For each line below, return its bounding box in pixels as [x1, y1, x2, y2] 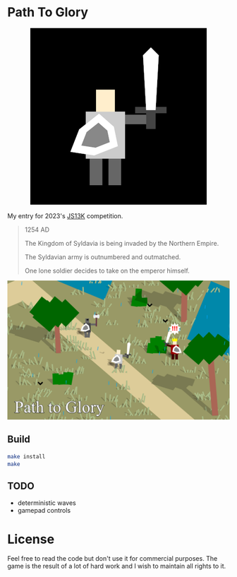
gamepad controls [17, 506, 71, 515]
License [7, 531, 55, 547]
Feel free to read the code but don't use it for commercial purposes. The [7, 554, 218, 563]
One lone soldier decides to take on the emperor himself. [24, 266, 190, 275]
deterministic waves [17, 499, 76, 507]
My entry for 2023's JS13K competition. [7, 211, 123, 220]
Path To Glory [7, 4, 89, 20]
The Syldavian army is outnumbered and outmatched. [24, 252, 181, 261]
